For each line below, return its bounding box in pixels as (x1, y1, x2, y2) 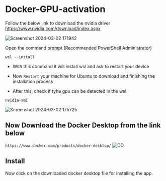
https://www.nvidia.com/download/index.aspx (5, 25, 101, 31)
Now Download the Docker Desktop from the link (5, 121, 161, 130)
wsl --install (5, 54, 35, 60)
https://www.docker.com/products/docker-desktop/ (5, 143, 112, 148)
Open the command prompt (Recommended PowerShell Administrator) (5, 45, 152, 51)
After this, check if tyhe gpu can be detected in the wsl (12, 88, 127, 94)
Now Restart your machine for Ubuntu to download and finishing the (12, 73, 155, 79)
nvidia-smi (5, 98, 28, 103)
